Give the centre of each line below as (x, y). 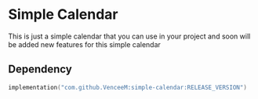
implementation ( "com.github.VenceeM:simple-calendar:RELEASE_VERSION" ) (127, 87)
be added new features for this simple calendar (84, 44)
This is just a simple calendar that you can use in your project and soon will (129, 36)
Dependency (40, 70)
